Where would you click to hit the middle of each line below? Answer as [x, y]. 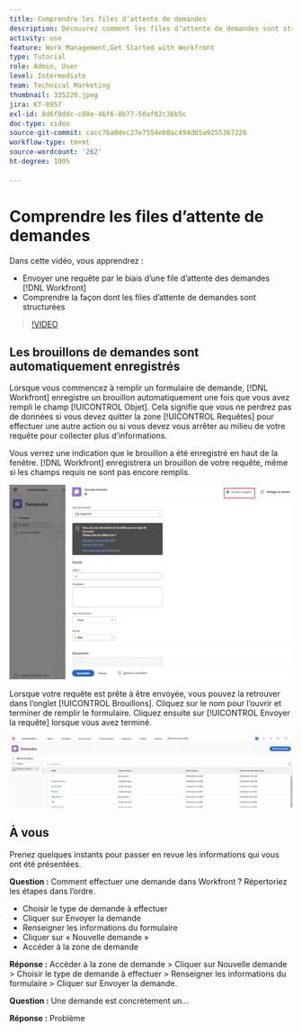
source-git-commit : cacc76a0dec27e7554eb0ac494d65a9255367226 [128, 133]
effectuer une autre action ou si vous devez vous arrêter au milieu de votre [147, 426]
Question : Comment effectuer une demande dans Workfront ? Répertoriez [148, 881]
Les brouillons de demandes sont [104, 352]
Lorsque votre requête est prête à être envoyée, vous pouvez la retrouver [145, 694]
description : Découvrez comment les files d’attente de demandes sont [144, 28]
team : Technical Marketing [60, 85]
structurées [44, 307]
